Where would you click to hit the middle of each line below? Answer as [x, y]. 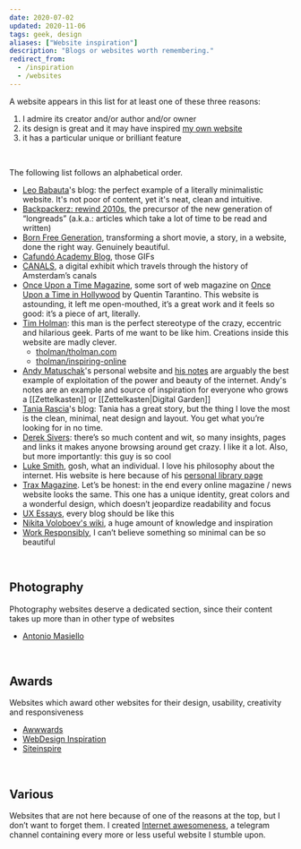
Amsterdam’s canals [59, 275]
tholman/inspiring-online [81, 361]
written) [37, 227]
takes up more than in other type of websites [92, 618]
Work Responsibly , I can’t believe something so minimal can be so [144, 532]
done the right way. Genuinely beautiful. [96, 246]
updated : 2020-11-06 [48, 26]
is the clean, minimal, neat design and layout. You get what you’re [143, 418]
